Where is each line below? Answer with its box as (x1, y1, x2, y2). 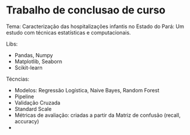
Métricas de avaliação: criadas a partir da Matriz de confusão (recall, (14, 112, 181, 119)
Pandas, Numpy (14, 51, 53, 58)
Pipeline (14, 93, 34, 100)
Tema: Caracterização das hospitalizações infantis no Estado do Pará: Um (6, 23, 184, 30)
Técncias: (6, 75, 30, 82)
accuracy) (14, 117, 39, 124)
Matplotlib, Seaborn (14, 58, 63, 65)
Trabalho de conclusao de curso (6, 4, 165, 17)
